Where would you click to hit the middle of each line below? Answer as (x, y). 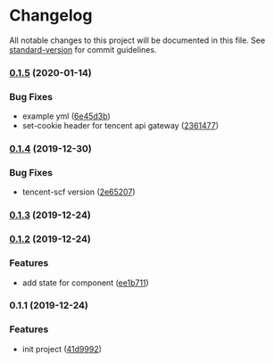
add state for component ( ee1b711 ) (85, 283)
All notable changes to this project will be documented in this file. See (137, 40)
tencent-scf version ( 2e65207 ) (79, 192)
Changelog (51, 16)
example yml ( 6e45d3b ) (66, 116)
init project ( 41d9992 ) (62, 349)
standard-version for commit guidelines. (83, 49)
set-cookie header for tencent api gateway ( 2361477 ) (120, 126)
